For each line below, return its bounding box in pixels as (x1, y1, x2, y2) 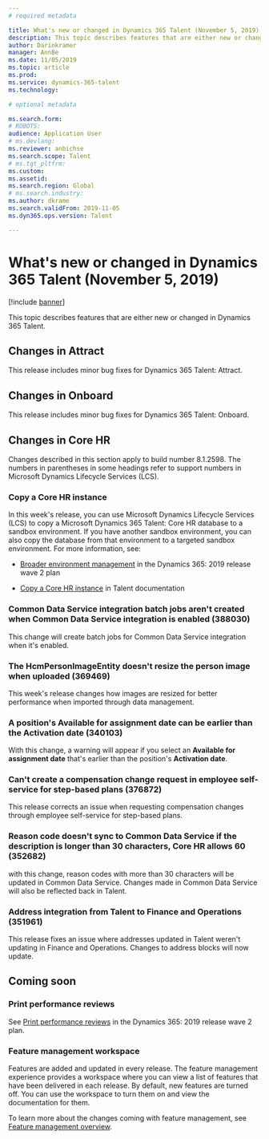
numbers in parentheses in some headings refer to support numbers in (8, 463, 242, 472)
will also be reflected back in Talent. (8, 886, 127, 895)
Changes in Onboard (8, 388, 114, 402)
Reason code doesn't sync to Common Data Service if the (8, 831, 238, 842)
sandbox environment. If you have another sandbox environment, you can (8, 527, 252, 537)
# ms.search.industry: (8, 189, 84, 197)
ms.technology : (8, 86, 59, 94)
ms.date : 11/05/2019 (8, 56, 78, 64)
